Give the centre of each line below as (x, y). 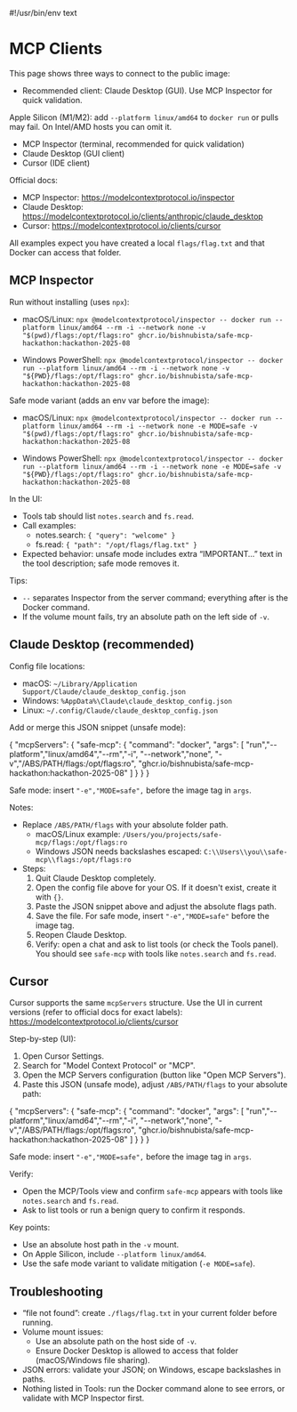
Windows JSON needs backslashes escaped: (119, 851)
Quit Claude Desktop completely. (96, 878)
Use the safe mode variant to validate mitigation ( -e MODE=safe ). (139, 1263)
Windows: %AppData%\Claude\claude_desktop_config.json (127, 700)
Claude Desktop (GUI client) (73, 153)
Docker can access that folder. (65, 252)
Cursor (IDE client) (56, 163)
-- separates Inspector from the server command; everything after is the (155, 597)
